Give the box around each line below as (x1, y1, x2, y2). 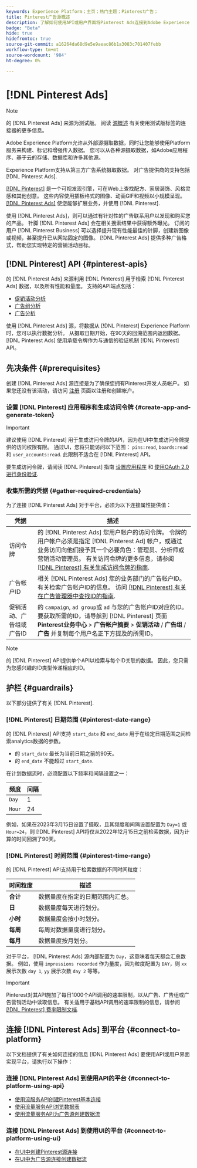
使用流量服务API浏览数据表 (14, 1103, 80, 1111)
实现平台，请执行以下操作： (6, 1058, 73, 1065)
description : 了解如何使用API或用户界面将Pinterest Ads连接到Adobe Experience (6, 19, 190, 25)
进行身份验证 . (6, 470, 39, 478)
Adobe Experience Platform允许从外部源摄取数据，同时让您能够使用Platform (6, 139, 191, 147)
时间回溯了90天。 (16, 835, 59, 842)
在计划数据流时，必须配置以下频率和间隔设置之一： (6, 770, 130, 777)
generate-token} (6, 411, 55, 419)
